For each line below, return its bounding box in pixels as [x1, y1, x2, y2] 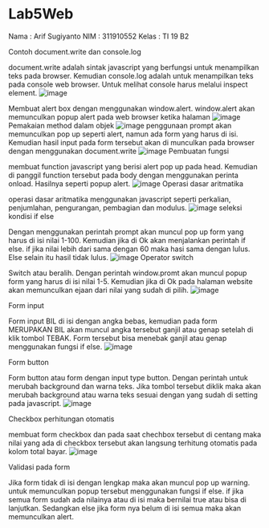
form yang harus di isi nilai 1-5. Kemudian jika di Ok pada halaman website [8, 276, 253, 286]
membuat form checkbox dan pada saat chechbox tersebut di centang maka [8, 429, 262, 439]
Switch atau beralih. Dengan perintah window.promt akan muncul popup [8, 268, 247, 278]
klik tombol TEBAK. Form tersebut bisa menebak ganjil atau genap [8, 333, 227, 343]
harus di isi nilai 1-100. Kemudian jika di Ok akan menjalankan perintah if [8, 235, 247, 245]
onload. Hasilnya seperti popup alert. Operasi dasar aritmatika [8, 178, 243, 189]
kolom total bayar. [8, 446, 67, 456]
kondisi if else [8, 211, 55, 221]
